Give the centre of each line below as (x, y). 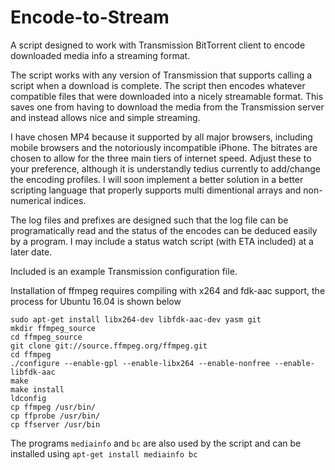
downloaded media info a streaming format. (100, 55)
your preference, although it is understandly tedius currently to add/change (166, 168)
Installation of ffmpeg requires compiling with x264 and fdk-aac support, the (168, 290)
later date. (31, 252)
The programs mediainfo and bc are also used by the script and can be (156, 443)
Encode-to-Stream (90, 17)
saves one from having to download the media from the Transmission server (167, 107)
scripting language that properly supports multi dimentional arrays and (156, 190)
